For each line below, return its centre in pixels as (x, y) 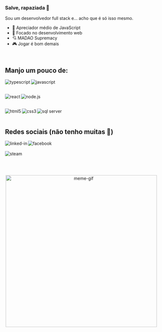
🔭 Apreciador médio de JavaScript (46, 28)
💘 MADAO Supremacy (35, 38)
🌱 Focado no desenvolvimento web (47, 33)
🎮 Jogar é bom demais (35, 44)
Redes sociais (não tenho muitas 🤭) (59, 131)
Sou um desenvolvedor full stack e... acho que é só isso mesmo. (69, 18)
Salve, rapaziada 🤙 (27, 8)
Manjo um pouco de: (37, 70)
